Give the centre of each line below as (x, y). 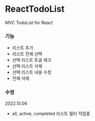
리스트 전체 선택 (27, 54)
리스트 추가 (23, 48)
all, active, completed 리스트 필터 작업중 (51, 113)
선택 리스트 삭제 (27, 66)
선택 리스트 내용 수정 (32, 73)
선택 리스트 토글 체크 (32, 60)
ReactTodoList (35, 9)
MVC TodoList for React (29, 23)
